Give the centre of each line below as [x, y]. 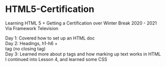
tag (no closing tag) [26, 48]
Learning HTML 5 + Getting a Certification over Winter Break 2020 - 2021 [81, 23]
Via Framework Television [32, 28]
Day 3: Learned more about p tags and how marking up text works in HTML [83, 54]
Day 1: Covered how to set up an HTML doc [50, 38]
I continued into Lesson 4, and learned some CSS [56, 59]
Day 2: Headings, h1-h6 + [31, 43]
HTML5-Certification [50, 9]
